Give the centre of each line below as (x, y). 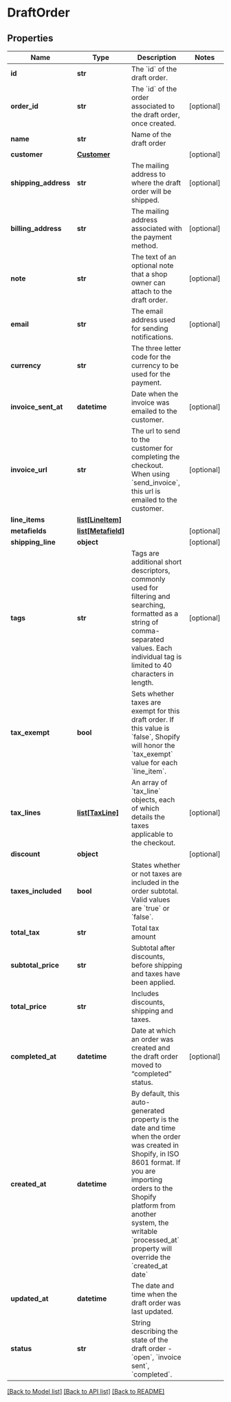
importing (147, 1180)
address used (153, 320)
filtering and (151, 596)
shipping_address (41, 183)
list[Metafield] (101, 531)
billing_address (36, 228)
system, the (150, 1223)
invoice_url (29, 470)
